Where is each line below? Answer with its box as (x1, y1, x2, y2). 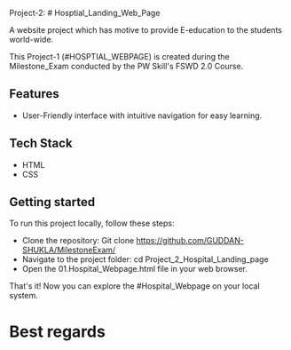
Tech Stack (9, 136, 73, 151)
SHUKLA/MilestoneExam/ (21, 244, 116, 256)
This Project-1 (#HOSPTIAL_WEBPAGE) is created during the (9, 52, 230, 61)
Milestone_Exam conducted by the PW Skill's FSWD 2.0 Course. (9, 61, 244, 71)
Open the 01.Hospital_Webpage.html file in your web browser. (21, 264, 248, 274)
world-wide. (9, 35, 54, 44)
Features (9, 86, 59, 101)
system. (9, 290, 38, 301)
